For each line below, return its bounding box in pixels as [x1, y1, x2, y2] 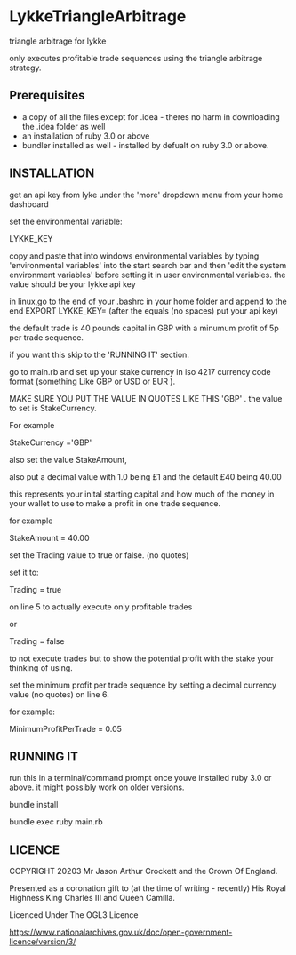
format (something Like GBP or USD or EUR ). [9, 376, 176, 386]
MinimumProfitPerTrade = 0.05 [9, 723, 123, 734]
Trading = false [9, 635, 65, 646]
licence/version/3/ [9, 936, 76, 947]
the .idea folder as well [21, 121, 106, 131]
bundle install [9, 800, 59, 810]
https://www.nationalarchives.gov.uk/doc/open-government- [9, 927, 233, 938]
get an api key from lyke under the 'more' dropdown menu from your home [9, 189, 284, 200]
